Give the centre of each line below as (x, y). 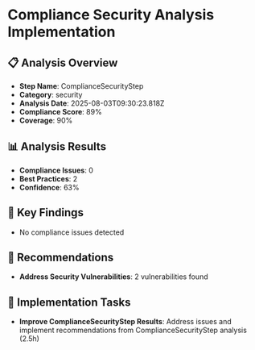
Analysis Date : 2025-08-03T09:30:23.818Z (92, 103)
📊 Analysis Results (57, 147)
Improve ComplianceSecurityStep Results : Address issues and (125, 322)
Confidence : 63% (49, 187)
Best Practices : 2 (48, 178)
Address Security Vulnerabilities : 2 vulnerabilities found (113, 277)
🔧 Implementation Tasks (69, 302)
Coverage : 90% (46, 120)
